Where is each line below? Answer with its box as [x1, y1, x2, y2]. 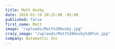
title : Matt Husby [5, 7, 44, 13]
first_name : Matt [5, 21, 42, 27]
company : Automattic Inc [5, 36, 58, 41]
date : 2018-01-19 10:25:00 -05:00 [5, 12, 79, 17]
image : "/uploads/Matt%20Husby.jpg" [5, 27, 83, 32]
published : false [5, 17, 42, 22]
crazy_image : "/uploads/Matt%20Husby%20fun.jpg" [5, 31, 110, 36]
